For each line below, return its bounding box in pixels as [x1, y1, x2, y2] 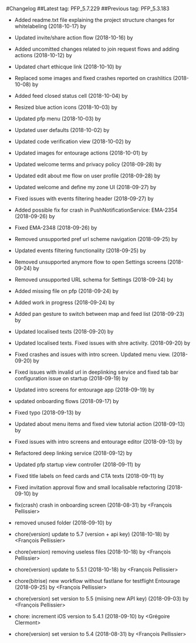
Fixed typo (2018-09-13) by [14, 409, 81, 416]
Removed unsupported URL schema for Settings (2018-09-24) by [14, 276, 173, 283]
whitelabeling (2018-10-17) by [14, 23, 87, 29]
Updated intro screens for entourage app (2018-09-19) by [14, 386, 154, 393]
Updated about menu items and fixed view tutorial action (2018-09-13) [14, 421, 185, 427]
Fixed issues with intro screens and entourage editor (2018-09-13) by [14, 438, 183, 445]
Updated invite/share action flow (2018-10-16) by [14, 34, 133, 41]
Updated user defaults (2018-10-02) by [14, 127, 110, 133]
